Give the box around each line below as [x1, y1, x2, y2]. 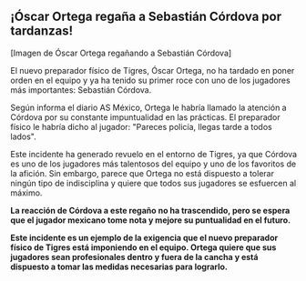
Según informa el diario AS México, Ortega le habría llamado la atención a [10, 102, 287, 113]
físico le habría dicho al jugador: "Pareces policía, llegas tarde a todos [10, 121, 272, 132]
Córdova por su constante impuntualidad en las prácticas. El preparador [10, 111, 280, 123]
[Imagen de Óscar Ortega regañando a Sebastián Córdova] [10, 47, 232, 58]
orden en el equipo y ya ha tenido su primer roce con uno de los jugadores [10, 75, 291, 85]
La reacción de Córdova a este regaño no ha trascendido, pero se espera [10, 205, 291, 216]
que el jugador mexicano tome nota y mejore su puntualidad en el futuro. [10, 215, 291, 226]
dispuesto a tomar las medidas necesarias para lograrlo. [10, 261, 229, 272]
